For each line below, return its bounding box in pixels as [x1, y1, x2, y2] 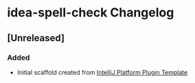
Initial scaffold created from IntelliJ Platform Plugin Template [16, 68, 188, 76]
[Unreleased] [7, 32, 65, 44]
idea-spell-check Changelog [7, 5, 174, 21]
